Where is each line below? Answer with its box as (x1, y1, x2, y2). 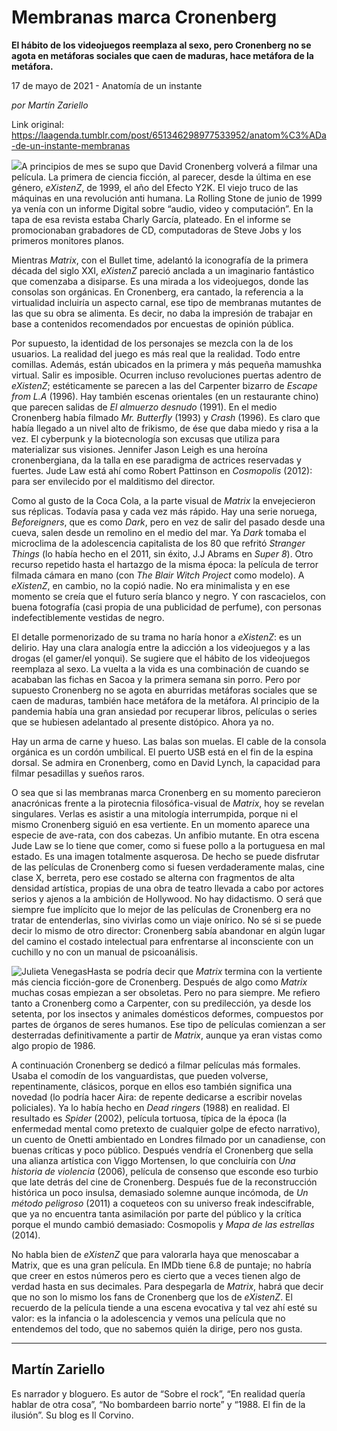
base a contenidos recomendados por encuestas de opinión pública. (11, 317, 294, 330)
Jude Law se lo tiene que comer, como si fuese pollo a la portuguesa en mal (11, 839, 326, 851)
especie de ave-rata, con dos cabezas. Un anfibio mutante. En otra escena (11, 829, 320, 841)
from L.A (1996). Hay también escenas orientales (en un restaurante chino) (11, 390, 319, 402)
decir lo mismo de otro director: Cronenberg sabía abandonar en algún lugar (11, 924, 326, 936)
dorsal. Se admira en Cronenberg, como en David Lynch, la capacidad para (11, 756, 321, 768)
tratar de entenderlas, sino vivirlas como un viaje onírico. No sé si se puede (11, 914, 322, 926)
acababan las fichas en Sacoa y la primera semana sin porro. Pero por (11, 673, 301, 685)
